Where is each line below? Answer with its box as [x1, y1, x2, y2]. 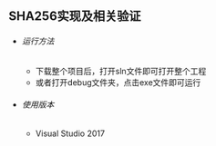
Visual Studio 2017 [35, 128, 106, 139]
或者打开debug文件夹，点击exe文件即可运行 [35, 76, 201, 88]
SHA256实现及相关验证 [8, 8, 142, 24]
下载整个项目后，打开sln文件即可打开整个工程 [35, 65, 207, 76]
